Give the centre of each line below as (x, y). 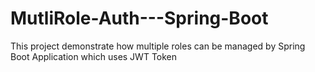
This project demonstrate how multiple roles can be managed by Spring (158, 46)
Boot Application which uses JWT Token (94, 56)
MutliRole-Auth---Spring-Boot (139, 18)
